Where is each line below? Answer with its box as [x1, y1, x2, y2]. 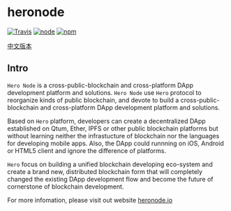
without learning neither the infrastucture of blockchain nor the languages [7, 131, 220, 140]
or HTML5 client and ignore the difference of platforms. [7, 146, 166, 154]
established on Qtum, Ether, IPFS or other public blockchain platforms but [7, 124, 218, 133]
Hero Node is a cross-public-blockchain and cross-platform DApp [7, 81, 194, 89]
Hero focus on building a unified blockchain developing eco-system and [7, 160, 213, 168]
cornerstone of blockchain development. [7, 182, 124, 191]
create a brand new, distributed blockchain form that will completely [7, 167, 203, 175]
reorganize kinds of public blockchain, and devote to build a [7, 96, 179, 104]
